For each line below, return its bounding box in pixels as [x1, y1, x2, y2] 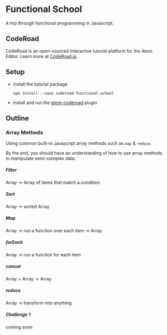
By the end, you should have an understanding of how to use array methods [5, 150, 162, 156]
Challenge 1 [5, 311, 30, 317]
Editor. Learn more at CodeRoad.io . [5, 53, 78, 59]
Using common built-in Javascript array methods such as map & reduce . [5, 140, 152, 146]
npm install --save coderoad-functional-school [12, 91, 114, 96]
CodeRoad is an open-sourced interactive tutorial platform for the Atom [5, 48, 152, 54]
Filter [5, 167, 17, 173]
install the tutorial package [12, 81, 68, 87]
